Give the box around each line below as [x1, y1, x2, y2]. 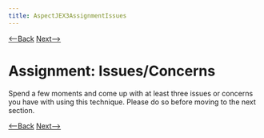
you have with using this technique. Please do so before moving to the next [8, 97, 256, 107]
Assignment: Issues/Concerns [8, 62, 216, 80]
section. [8, 105, 35, 115]
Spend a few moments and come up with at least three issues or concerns [8, 88, 254, 98]
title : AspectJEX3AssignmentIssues [8, 11, 127, 20]
